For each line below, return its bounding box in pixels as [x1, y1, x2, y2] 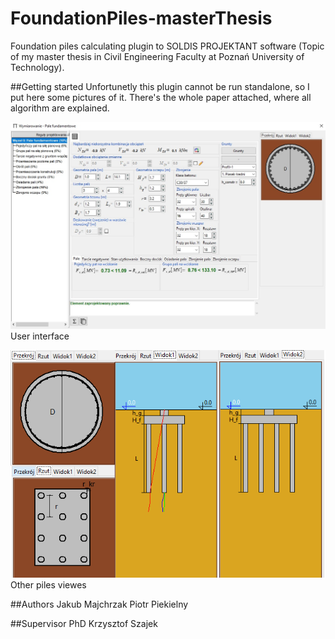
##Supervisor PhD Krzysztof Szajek [10, 617, 158, 629]
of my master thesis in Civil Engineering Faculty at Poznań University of [10, 50, 305, 62]
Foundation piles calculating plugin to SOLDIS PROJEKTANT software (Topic [10, 40, 325, 52]
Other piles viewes [10, 578, 87, 591]
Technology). [10, 61, 65, 73]
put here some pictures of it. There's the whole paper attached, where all [10, 91, 312, 103]
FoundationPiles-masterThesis [10, 7, 273, 30]
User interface [10, 330, 70, 342]
